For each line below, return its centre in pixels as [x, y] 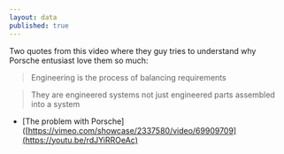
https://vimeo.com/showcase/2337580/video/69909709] [132, 130]
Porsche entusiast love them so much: [79, 60]
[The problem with [56, 121]
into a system [55, 104]
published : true [39, 26]
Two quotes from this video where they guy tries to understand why [133, 50]
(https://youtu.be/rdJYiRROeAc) [80, 140]
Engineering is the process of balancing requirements [129, 77]
